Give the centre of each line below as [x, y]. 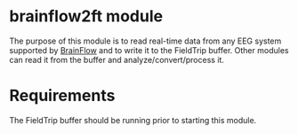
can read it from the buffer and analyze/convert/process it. [117, 59]
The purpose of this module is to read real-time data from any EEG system [145, 41]
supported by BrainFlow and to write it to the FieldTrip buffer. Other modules [149, 50]
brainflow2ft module [86, 16]
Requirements [62, 96]
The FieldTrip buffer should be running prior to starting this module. [133, 120]
